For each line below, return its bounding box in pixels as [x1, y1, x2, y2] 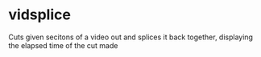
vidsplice [8, 6, 71, 24]
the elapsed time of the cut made [8, 40, 118, 50]
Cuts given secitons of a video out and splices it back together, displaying [8, 32, 254, 42]
